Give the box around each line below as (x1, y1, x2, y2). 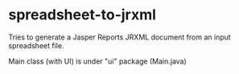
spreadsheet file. (8, 40, 64, 50)
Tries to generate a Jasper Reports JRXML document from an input (8, 32, 231, 42)
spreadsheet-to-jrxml (8, 6, 157, 24)
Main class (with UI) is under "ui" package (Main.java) (8, 56, 187, 66)
